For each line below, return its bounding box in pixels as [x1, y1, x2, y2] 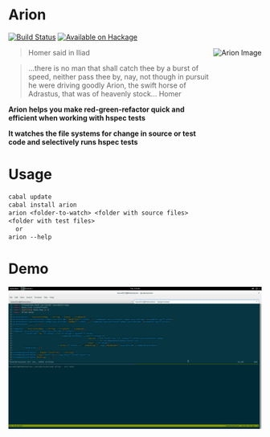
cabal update [8, 193, 52, 201]
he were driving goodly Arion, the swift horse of [27, 80, 186, 90]
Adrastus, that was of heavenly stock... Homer [27, 88, 182, 98]
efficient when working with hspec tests [8, 112, 146, 122]
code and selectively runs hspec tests [8, 137, 138, 146]
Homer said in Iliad [27, 47, 90, 57]
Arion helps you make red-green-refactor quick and [8, 104, 185, 114]
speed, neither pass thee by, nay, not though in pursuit [27, 71, 209, 81]
